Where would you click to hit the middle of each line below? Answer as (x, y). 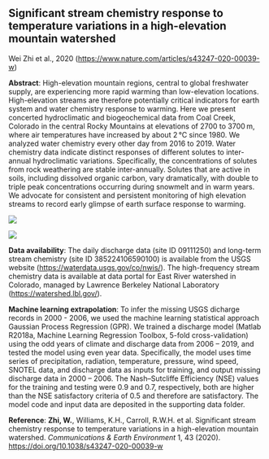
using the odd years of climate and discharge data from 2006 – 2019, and (131, 343)
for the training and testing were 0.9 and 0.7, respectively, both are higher (131, 387)
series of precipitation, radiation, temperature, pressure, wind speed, (124, 361)
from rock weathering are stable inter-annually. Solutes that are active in (129, 169)
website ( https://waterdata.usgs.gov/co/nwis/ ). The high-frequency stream (134, 267)
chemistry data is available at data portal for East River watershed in (122, 276)
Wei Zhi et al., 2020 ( (43, 58)
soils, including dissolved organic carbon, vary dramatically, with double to (133, 177)
